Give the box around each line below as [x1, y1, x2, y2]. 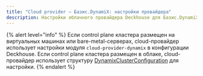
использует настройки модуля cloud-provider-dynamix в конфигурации [6, 43, 189, 51]
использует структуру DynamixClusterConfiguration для [36, 57, 179, 64]
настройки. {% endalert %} [6, 63, 76, 70]
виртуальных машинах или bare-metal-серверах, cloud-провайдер [6, 37, 179, 45]
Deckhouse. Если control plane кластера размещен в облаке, [6, 50, 163, 57]
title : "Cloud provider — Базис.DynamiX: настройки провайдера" [6, 8, 172, 15]
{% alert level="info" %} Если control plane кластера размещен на [6, 31, 175, 38]
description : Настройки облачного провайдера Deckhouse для [6, 14, 161, 21]
